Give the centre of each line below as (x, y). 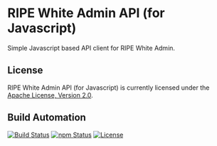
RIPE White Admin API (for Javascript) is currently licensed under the (108, 88)
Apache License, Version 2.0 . (51, 95)
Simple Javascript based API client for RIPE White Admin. (91, 48)
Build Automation (47, 118)
